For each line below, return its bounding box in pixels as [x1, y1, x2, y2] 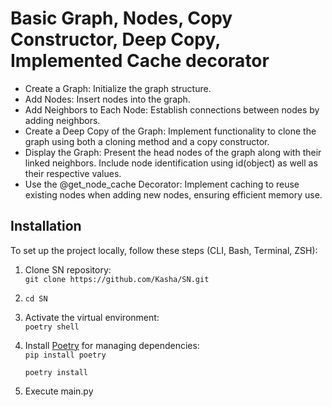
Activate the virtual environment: [24, 311, 160, 323]
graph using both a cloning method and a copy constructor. [24, 135, 270, 147]
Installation [10, 218, 82, 235]
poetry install [24, 367, 89, 377]
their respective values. [24, 167, 122, 179]
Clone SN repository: [24, 263, 112, 276]
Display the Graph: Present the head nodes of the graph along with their [24, 146, 322, 158]
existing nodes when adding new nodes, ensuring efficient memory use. [24, 188, 323, 201]
